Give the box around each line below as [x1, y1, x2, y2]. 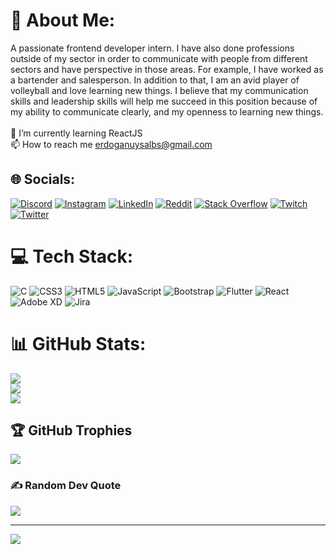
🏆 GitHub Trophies [10, 422, 133, 439]
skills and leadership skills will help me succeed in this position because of [10, 95, 318, 107]
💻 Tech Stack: [10, 245, 134, 268]
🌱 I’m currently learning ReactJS [10, 127, 143, 139]
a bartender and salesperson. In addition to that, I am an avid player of [10, 74, 300, 86]
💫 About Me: [10, 9, 116, 32]
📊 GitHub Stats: [10, 332, 147, 355]
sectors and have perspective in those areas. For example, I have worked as [10, 63, 324, 75]
